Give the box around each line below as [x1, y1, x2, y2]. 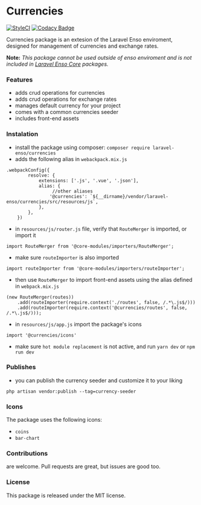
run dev [14, 349, 34, 355]
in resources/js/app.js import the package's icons [14, 320, 142, 328]
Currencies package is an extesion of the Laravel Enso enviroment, [6, 36, 173, 43]
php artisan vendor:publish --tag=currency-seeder [6, 388, 136, 395]
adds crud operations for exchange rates [14, 95, 117, 103]
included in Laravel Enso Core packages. [6, 60, 109, 68]
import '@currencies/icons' [6, 332, 77, 338]
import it [14, 231, 36, 239]
